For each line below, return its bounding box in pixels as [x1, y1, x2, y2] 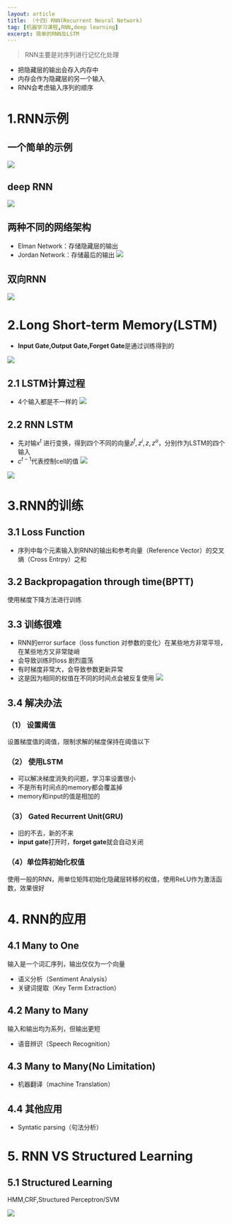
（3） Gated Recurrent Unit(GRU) [7, 812, 124, 821]
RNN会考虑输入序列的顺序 [17, 83, 93, 92]
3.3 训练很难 [7, 618, 62, 630]
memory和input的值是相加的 [17, 792, 100, 801]
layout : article [7, 10, 55, 18]
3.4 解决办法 [7, 696, 62, 709]
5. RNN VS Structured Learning [7, 1148, 193, 1164]
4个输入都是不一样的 [17, 398, 78, 406]
